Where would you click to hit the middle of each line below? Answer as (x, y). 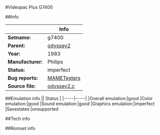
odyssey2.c (61, 86)
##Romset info (20, 128)
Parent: (16, 46)
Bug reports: (23, 78)
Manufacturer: (25, 62)
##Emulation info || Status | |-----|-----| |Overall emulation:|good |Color (79, 98)
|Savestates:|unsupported (32, 109)
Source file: (22, 86)
